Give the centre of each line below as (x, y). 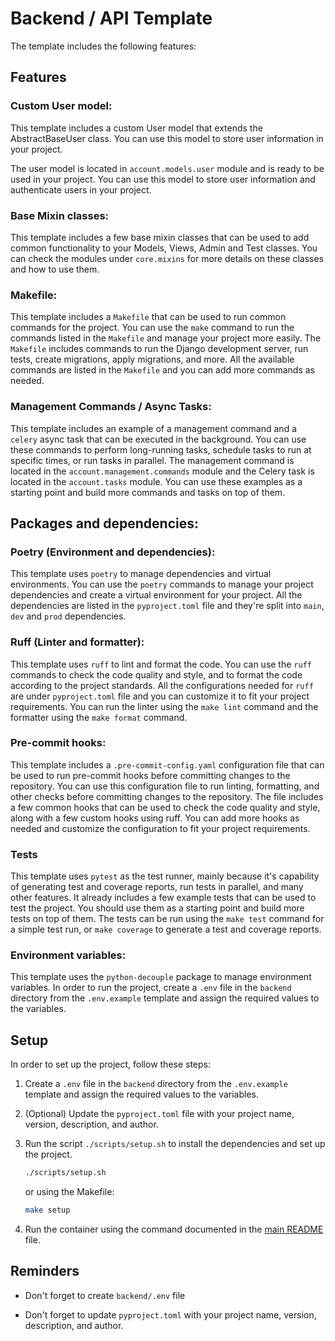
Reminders (45, 1271)
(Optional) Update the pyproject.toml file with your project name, (159, 1114)
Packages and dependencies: (104, 523)
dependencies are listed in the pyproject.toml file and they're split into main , (167, 606)
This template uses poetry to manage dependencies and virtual (141, 574)
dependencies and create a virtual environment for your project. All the (156, 595)
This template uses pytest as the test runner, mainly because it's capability (165, 876)
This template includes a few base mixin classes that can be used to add (160, 237)
